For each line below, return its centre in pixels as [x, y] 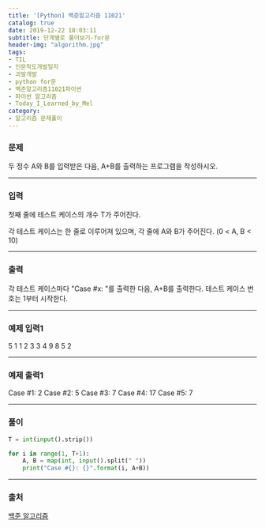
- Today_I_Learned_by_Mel [50, 104]
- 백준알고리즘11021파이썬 [45, 89]
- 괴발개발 [23, 74]
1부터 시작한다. [45, 298]
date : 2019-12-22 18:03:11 [52, 30]
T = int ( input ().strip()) [50, 439]
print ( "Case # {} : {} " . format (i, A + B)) [86, 468]
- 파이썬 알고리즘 [33, 96]
